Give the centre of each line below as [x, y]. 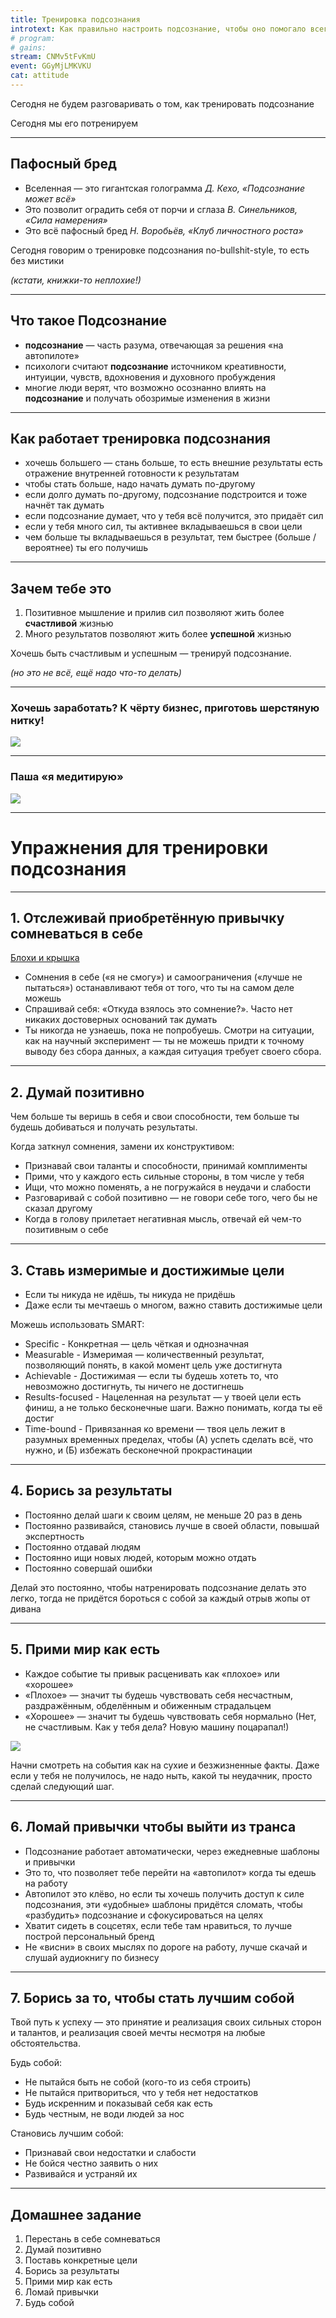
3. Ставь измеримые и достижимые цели [147, 1270]
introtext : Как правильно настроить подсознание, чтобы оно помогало [158, 29]
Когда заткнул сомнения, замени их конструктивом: [122, 1147]
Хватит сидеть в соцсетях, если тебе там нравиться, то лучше [158, 1925]
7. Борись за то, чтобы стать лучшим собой [152, 1997]
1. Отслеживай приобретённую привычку [147, 918]
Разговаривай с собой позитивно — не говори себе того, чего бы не [171, 1198]
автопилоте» [52, 355]
